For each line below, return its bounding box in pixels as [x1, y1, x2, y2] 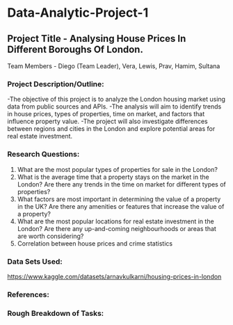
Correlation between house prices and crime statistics [17, 239, 172, 248]
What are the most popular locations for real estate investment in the [17, 217, 214, 225]
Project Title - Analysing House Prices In [7, 33, 186, 45]
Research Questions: [7, 150, 80, 159]
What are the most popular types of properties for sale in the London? [17, 165, 218, 173]
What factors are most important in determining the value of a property [17, 195, 221, 203]
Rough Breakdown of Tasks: [7, 308, 104, 318]
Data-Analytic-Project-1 [7, 5, 149, 21]
